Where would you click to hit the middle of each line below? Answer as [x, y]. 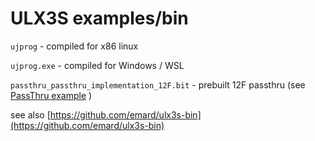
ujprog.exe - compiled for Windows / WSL [97, 65]
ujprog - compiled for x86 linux [74, 46]
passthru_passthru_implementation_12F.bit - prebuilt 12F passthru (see [158, 84]
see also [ [30, 114]
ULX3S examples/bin [99, 18]
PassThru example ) [51, 95]
